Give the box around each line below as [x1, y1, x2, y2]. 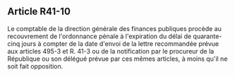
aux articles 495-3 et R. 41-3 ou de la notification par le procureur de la [7, 47, 215, 55]
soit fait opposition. [7, 61, 64, 70]
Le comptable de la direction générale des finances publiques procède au [7, 24, 222, 32]
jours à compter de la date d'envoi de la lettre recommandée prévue [21, 39, 219, 48]
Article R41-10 [7, 6, 71, 18]
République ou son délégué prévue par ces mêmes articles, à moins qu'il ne [7, 54, 228, 63]
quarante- [193, 32, 222, 40]
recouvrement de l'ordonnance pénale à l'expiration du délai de [7, 32, 192, 40]
